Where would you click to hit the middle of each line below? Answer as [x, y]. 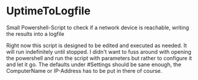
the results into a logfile [35, 33]
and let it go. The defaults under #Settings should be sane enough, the [94, 64]
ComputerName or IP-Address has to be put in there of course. [84, 70]
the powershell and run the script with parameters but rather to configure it [99, 58]
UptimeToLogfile [48, 11]
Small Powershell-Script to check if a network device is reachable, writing [98, 27]
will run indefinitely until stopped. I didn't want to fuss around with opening [99, 51]
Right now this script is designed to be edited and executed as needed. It [97, 45]
